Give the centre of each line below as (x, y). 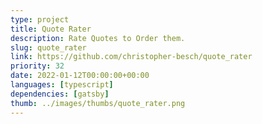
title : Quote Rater (51, 29)
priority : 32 (37, 66)
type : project (40, 19)
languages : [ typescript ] (62, 85)
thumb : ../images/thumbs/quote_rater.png (98, 103)
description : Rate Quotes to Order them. (98, 38)
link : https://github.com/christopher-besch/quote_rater (131, 57)
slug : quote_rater (48, 47)
